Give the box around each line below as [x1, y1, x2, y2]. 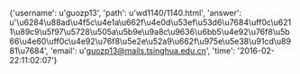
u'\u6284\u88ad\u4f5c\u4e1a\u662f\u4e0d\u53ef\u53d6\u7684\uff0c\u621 [9, 17, 292, 28]
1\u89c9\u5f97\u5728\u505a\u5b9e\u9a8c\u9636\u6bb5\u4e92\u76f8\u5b [9, 27, 290, 37]
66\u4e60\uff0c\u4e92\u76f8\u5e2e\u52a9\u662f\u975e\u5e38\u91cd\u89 [9, 36, 291, 46]
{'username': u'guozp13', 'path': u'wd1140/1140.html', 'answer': [9, 8, 241, 18]
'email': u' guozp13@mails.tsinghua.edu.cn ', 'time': [50, 45, 236, 56]
